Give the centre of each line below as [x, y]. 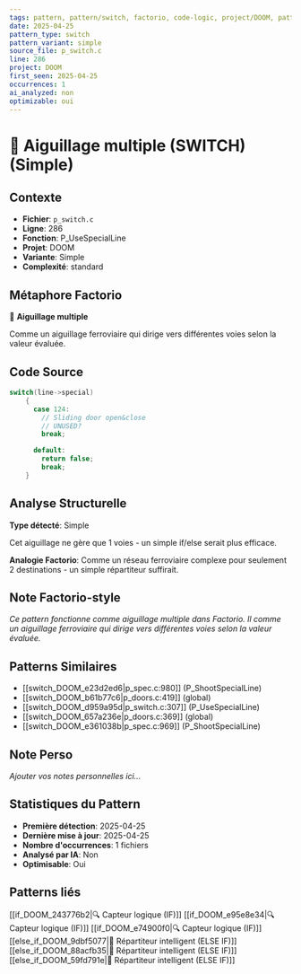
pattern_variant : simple [56, 43]
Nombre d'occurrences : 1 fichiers [86, 845]
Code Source [46, 372]
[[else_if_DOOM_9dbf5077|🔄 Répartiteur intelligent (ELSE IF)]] [123, 941]
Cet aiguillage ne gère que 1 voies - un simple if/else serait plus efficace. [143, 542]
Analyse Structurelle [68, 504]
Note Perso [41, 755]
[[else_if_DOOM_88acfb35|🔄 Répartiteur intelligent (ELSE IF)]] [123, 950]
